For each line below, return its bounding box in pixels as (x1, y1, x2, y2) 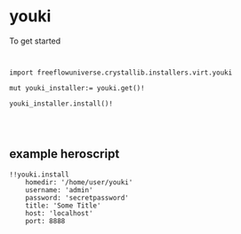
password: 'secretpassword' (25, 193, 129, 202)
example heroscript (9, 146, 120, 161)
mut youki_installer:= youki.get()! (9, 83, 145, 92)
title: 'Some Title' (25, 201, 101, 210)
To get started (9, 35, 61, 46)
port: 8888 (25, 216, 66, 225)
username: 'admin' (25, 185, 93, 194)
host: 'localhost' (25, 208, 93, 218)
